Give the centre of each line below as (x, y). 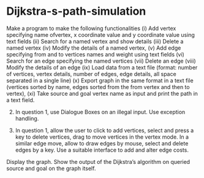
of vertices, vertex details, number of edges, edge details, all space (91, 74)
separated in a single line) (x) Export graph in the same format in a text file (100, 80)
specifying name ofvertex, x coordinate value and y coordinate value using (100, 34)
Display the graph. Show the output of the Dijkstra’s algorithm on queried (98, 161)
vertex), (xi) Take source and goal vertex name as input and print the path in (102, 93)
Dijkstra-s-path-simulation (76, 11)
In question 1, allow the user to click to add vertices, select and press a (104, 130)
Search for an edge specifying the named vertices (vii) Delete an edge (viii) (101, 61)
